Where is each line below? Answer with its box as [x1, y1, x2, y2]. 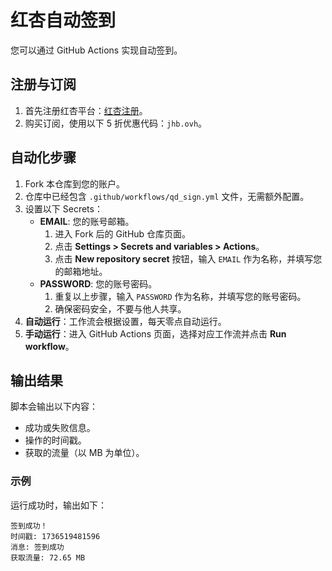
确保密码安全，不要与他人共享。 [54, 302, 187, 315]
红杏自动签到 [10, 9, 117, 32]
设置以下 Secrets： [24, 202, 103, 215]
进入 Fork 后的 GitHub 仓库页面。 [54, 227, 192, 240]
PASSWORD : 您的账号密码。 [39, 277, 158, 290]
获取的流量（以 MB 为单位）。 [24, 447, 145, 459]
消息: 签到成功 [10, 542, 65, 552]
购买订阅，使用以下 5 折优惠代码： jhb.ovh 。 [24, 117, 208, 129]
